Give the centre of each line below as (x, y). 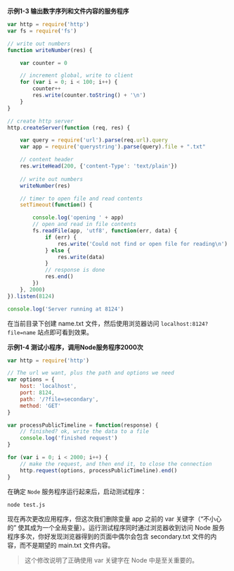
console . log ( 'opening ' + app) (78, 218)
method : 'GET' (40, 406)
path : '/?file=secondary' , (59, 399)
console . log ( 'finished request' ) (69, 438)
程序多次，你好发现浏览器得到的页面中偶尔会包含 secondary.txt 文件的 (109, 536)
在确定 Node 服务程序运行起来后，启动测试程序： (77, 491)
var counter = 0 (44, 63)
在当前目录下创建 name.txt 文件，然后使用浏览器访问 (83, 323)
